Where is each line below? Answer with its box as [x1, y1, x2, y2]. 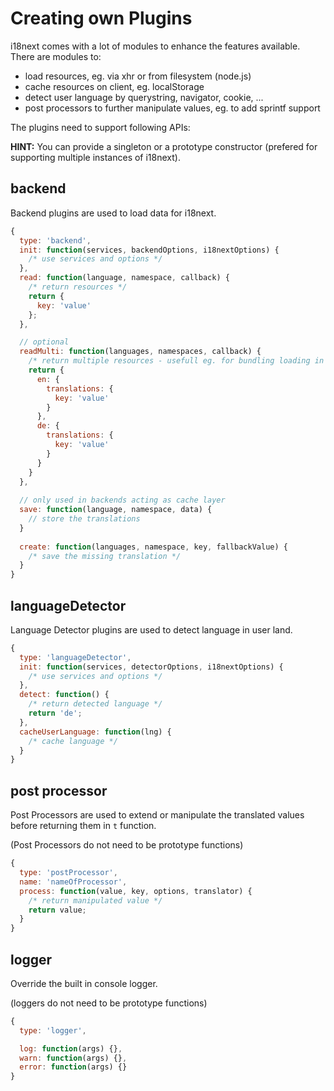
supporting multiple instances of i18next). [10, 151, 181, 163]
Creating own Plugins [10, 7, 193, 30]
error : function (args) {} [19, 1062, 128, 1072]
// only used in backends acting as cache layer [19, 495, 226, 506]
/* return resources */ [28, 282, 128, 292]
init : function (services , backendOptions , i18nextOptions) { [19, 245, 280, 255]
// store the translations [28, 514, 141, 524]
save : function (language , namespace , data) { [19, 505, 213, 515]
